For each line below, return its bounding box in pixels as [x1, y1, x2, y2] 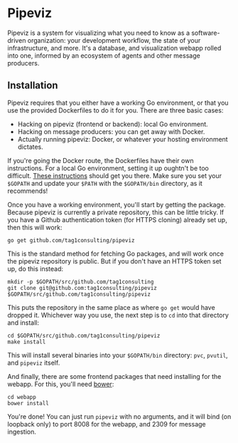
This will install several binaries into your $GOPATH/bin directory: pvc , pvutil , [7, 350, 229, 359]
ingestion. [7, 427, 37, 436]
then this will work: [7, 223, 63, 231]
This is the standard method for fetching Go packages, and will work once [7, 249, 225, 258]
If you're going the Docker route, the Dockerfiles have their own [7, 156, 194, 165]
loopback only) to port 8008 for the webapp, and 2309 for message [7, 419, 206, 428]
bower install [7, 400, 50, 407]
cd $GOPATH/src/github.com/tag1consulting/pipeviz [7, 332, 161, 339]
